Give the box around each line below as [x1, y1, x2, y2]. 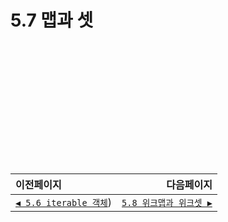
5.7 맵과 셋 [10, 9, 94, 32]
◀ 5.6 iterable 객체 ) [15, 196, 113, 209]
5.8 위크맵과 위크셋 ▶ [121, 197, 213, 208]
